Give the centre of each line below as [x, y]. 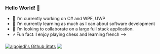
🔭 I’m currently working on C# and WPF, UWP [59, 19]
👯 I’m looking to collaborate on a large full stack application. [73, 29]
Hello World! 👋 [23, 8]
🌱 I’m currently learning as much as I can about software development [84, 24]
